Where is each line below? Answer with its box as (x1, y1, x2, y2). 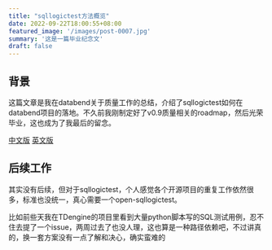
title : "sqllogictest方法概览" (8, 11, 110, 20)
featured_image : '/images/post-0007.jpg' (8, 27, 151, 35)
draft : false (8, 42, 53, 50)
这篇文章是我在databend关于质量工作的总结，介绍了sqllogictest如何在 (8, 97, 243, 107)
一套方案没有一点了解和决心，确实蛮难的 (29, 232, 165, 242)
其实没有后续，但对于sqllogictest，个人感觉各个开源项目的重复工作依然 (8, 184, 247, 194)
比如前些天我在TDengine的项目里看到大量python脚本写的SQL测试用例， (8, 212, 250, 221)
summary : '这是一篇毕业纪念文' (8, 34, 103, 43)
